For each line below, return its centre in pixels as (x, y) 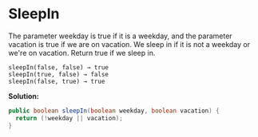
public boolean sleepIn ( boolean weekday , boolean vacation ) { (114, 111)
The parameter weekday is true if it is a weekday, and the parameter (121, 36)
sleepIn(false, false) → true (59, 67)
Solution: (24, 96)
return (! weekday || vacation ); (69, 118)
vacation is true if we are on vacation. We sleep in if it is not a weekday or (129, 44)
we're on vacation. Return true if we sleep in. (82, 53)
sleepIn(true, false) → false (59, 74)
